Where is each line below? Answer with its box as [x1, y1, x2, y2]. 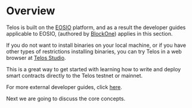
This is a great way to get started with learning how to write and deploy [6, 65, 181, 72]
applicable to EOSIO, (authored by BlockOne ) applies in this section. [6, 30, 173, 37]
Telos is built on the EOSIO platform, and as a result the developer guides [6, 24, 186, 31]
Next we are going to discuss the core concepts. [6, 95, 126, 102]
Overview [6, 4, 55, 18]
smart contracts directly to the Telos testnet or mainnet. [6, 72, 143, 79]
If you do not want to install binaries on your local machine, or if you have [6, 42, 187, 49]
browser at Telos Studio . [6, 54, 66, 61]
